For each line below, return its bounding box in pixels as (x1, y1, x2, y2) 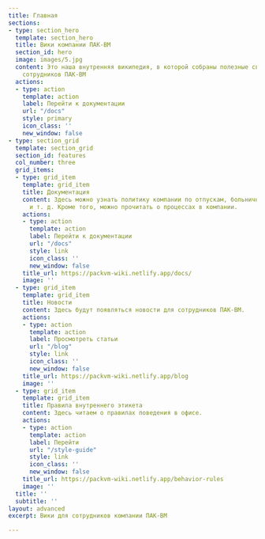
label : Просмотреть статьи (28, 336, 118, 344)
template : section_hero (15, 33, 93, 42)
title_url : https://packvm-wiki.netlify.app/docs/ (22, 269, 192, 277)
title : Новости (22, 298, 73, 306)
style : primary (22, 115, 73, 123)
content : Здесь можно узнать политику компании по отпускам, (22, 195, 227, 203)
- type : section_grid (8, 136, 80, 145)
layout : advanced (8, 504, 65, 513)
